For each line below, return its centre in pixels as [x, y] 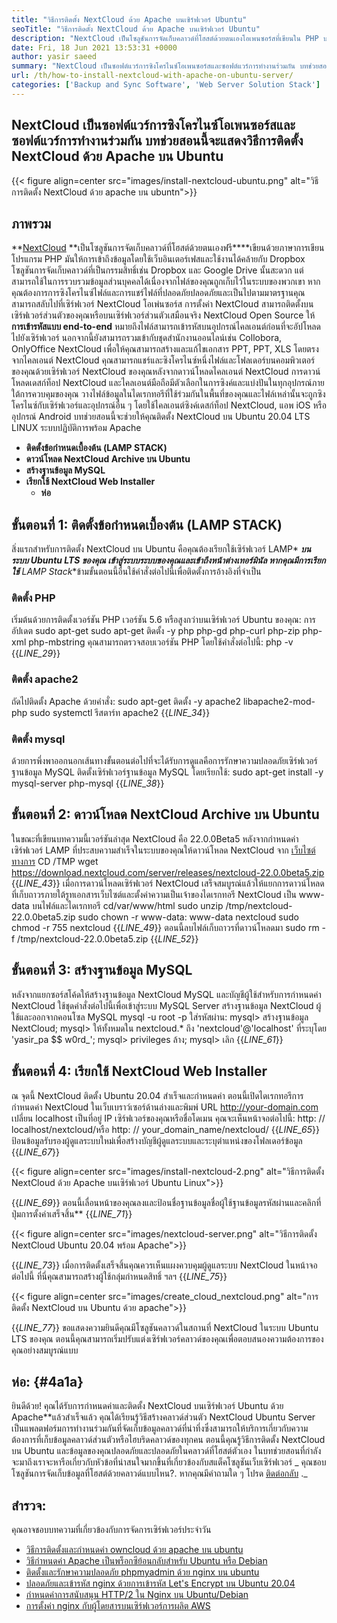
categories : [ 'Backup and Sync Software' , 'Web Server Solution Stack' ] [166, 85]
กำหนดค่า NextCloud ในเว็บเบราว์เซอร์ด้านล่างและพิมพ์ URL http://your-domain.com [165, 1107]
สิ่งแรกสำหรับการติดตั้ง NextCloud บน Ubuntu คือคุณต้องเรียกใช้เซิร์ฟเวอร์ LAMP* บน [161, 549]
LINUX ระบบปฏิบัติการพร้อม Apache [76, 428]
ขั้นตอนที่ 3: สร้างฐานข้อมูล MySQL [102, 970]
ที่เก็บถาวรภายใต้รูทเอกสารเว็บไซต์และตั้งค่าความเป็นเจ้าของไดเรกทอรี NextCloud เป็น [154, 894]
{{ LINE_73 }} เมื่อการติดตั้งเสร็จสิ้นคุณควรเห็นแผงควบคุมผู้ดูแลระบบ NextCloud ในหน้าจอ [164, 1265]
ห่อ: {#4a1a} [47, 1381]
